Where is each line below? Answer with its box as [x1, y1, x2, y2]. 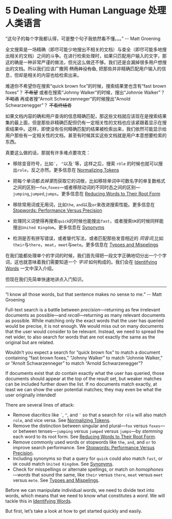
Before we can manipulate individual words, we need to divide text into [5, 487, 155, 493]
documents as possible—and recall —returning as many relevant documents [5, 312, 165, 318]
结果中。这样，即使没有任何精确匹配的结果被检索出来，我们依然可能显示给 [9, 126, 167, 132]
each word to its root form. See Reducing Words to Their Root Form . [12, 433, 157, 440]
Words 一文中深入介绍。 [5, 265, 56, 271]
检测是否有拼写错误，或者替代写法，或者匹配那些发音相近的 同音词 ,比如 [12, 235, 164, 241]
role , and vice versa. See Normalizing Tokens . [12, 417, 111, 423]
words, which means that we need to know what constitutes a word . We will [5, 492, 165, 498]
